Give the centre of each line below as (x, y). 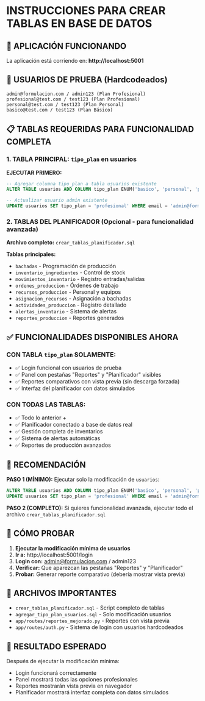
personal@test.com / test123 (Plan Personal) (65, 104)
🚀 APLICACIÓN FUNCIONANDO (67, 46)
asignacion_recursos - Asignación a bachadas (73, 299)
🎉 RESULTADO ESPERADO (56, 646)
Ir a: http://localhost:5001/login (54, 555)
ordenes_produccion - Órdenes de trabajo (67, 286)
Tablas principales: (31, 254)
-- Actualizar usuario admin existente (57, 201)
